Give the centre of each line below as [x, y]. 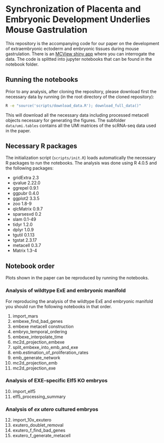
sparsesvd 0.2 [27, 214]
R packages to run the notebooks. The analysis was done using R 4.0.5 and [81, 163]
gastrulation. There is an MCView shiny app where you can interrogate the [80, 54]
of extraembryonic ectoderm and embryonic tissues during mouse [72, 49]
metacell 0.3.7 [27, 246]
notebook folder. [22, 64]
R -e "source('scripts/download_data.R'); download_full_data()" [73, 106]
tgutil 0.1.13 [23, 235]
